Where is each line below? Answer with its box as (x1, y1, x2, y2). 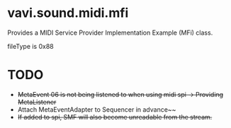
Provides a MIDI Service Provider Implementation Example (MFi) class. (7, 28, 213, 37)
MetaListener (17, 98, 57, 106)
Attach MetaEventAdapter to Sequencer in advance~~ (17, 105, 176, 114)
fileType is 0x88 (7, 42, 55, 50)
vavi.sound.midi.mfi (7, 5, 129, 21)
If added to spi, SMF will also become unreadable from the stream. (17, 112, 213, 121)
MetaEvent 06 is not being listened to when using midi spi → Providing (17, 90, 224, 98)
